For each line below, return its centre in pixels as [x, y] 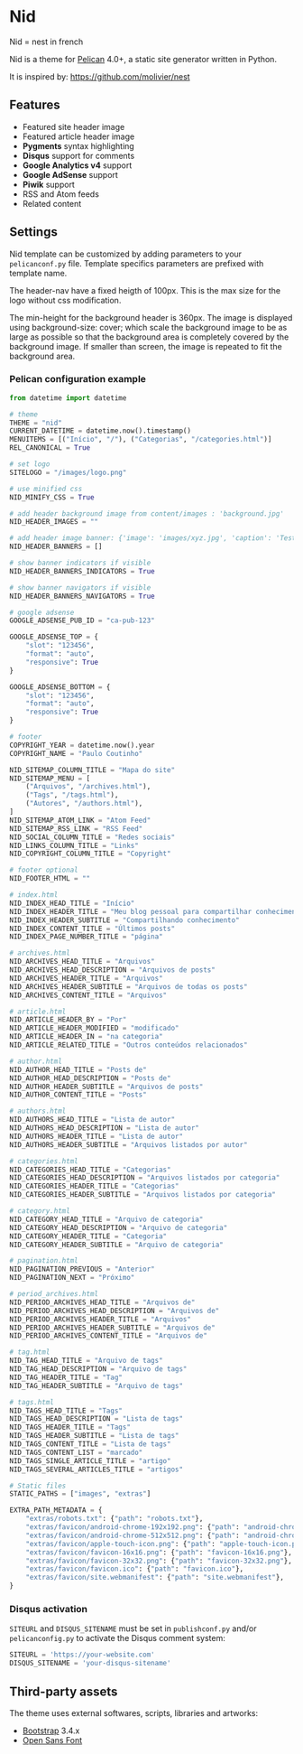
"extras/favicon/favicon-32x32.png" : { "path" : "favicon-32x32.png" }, [159, 1561]
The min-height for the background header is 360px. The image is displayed [151, 317]
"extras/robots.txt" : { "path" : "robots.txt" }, [115, 1519]
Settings [34, 232]
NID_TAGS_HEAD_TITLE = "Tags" [66, 1411]
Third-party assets [64, 1691]
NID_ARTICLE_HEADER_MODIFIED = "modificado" [94, 1028]
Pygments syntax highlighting [78, 145]
